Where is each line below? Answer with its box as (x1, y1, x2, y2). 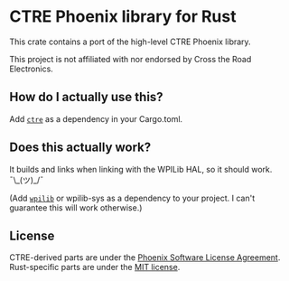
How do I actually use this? (9, 89, 164, 105)
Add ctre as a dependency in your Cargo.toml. (9, 113, 183, 124)
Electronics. (9, 63, 54, 74)
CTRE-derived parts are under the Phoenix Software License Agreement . (9, 252, 281, 263)
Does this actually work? (9, 140, 152, 155)
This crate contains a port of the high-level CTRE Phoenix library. (9, 36, 251, 47)
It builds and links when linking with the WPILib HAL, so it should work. (9, 164, 273, 174)
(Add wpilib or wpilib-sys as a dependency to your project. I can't (9, 192, 256, 203)
